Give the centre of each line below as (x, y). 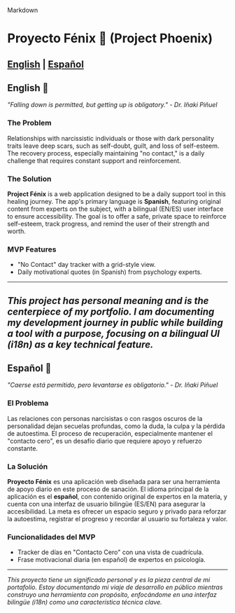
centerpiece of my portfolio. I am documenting (111, 311)
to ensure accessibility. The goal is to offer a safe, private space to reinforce (117, 216)
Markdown (23, 10)
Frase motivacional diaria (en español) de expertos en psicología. (112, 560)
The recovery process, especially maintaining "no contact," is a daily (106, 153)
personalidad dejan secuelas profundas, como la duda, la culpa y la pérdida (116, 426)
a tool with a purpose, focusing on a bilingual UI (114, 333)
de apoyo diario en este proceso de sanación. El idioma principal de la (108, 489)
